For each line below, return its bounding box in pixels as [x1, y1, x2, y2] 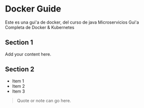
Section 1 [5, 39, 33, 47]
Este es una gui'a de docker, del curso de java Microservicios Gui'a [5, 19, 139, 25]
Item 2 [12, 83, 25, 89]
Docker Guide [5, 3, 62, 14]
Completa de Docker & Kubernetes [5, 24, 75, 30]
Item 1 [12, 78, 24, 84]
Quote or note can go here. [16, 97, 71, 103]
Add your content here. [5, 51, 51, 57]
